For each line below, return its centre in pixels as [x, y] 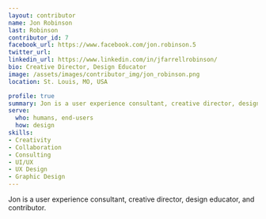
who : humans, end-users [54, 118]
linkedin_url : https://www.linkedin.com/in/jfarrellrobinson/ [113, 60]
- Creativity [30, 140]
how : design [35, 126]
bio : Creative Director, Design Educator [78, 67]
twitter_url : [30, 52]
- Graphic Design [37, 177]
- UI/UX [21, 162]
